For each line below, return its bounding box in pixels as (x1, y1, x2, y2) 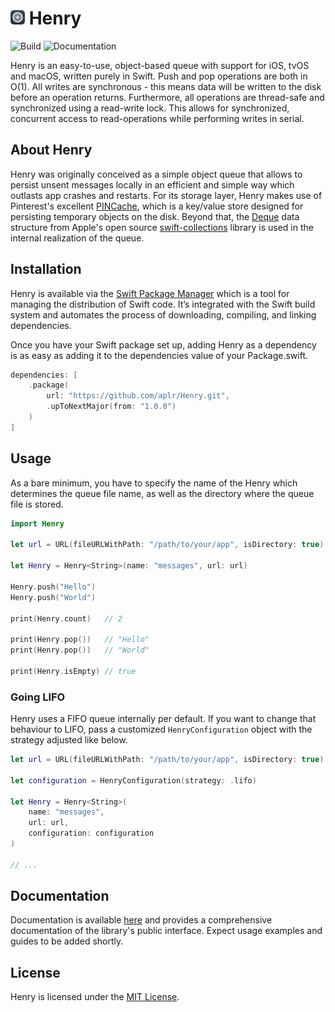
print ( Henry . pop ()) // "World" (10, 645, 150, 656)
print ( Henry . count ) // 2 (10, 613, 123, 624)
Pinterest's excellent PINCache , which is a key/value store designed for (10, 200, 304, 212)
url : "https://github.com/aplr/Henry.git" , (46, 391, 230, 401)
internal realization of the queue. (10, 232, 145, 244)
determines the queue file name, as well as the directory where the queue (10, 487, 315, 499)
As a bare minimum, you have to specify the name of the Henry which (10, 477, 298, 489)
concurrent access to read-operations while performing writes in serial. (10, 112, 305, 124)
